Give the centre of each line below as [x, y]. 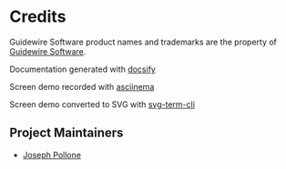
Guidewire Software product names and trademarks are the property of [143, 42]
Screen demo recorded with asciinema [82, 86]
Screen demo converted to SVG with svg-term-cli [102, 104]
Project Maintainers [66, 133]
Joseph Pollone [52, 154]
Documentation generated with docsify [83, 69]
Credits [38, 17]
